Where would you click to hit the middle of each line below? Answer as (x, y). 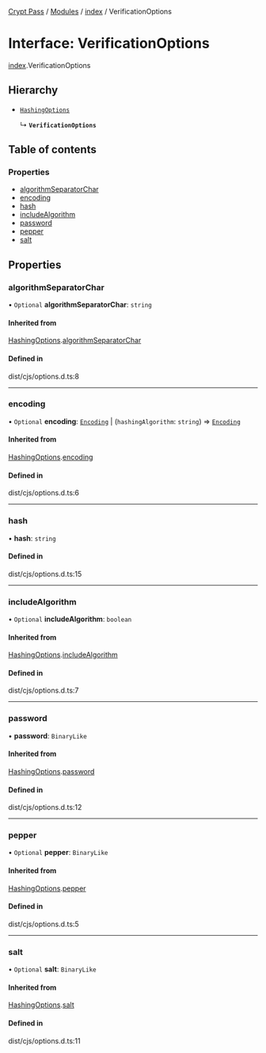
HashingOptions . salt (41, 1005)
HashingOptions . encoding (51, 457)
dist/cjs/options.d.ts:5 (44, 924)
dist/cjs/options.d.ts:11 (44, 1040)
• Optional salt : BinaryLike (52, 969)
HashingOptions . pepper (47, 888)
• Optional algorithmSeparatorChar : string (80, 305)
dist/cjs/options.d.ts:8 (44, 376)
